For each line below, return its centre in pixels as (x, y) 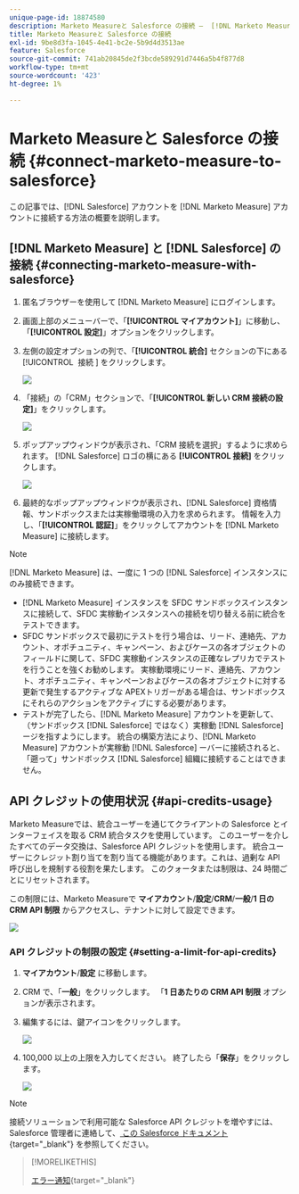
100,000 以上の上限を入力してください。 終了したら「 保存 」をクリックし (156, 1057)
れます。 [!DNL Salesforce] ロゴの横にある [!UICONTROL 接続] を (141, 456)
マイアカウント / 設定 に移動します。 (87, 973)
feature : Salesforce (48, 51)
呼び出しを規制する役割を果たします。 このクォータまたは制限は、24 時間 (145, 869)
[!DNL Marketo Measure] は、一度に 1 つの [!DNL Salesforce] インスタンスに (149, 573)
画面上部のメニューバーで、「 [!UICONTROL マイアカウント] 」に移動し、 (154, 321)
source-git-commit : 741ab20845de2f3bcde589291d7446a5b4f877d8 (127, 59)
